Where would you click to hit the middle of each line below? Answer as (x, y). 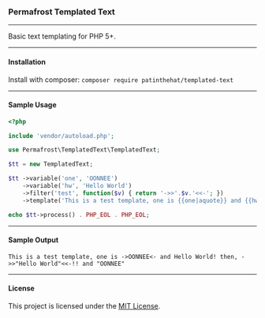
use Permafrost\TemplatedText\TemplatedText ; (84, 150)
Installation (27, 62)
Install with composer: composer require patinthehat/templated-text (121, 79)
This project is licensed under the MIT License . (84, 305)
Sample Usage (32, 105)
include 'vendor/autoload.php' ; (61, 136)
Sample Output (34, 240)
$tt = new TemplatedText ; (50, 164)
